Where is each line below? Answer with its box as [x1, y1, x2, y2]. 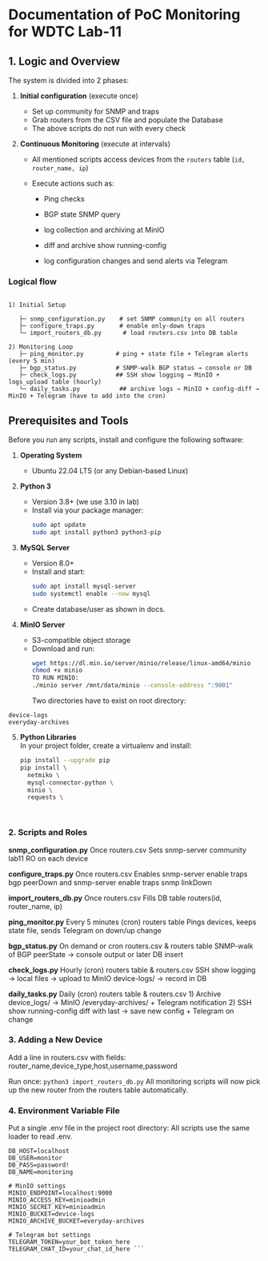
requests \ [27, 793, 64, 801]
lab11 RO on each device [8, 853, 89, 863]
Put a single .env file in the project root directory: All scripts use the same [8, 1123, 250, 1133]
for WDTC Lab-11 [8, 22, 122, 41]
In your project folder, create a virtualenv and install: [19, 741, 192, 751]
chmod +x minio [31, 666, 82, 675]
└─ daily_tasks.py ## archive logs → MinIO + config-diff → [18, 385, 260, 393]
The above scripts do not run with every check [31, 124, 186, 133]
